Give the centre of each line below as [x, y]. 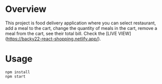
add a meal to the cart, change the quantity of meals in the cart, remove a [81, 28]
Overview [26, 9]
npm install [18, 72]
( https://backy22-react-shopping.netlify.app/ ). [53, 39]
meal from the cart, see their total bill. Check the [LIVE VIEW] [68, 33]
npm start [16, 76]
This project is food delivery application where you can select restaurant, [81, 23]
